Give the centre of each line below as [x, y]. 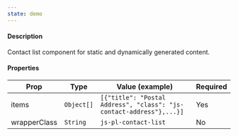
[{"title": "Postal [133, 98]
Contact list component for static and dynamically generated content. [109, 52]
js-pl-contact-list [133, 123]
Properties [23, 68]
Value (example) [145, 87]
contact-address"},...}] [142, 112]
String [75, 123]
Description [25, 37]
